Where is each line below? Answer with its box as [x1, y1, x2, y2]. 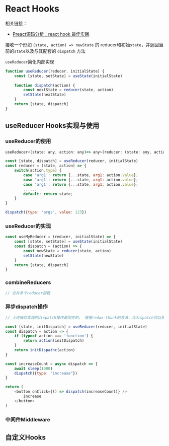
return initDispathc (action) [14, 348, 75, 353]
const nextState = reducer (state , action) [23, 88, 114, 93]
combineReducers [5, 279, 51, 286]
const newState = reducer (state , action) [23, 248, 112, 253]
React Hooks [5, 3, 59, 15]
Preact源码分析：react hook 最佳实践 [12, 31, 90, 37]
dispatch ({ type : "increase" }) [14, 370, 78, 376]
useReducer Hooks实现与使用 [5, 121, 100, 130]
